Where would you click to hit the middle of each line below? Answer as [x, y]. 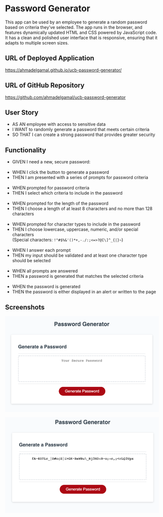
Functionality [26, 150]
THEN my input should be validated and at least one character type [80, 255]
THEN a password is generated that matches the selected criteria [78, 276]
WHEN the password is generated [46, 287]
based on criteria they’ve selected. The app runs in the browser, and [74, 27]
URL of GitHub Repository [45, 85]
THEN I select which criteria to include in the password [67, 193]
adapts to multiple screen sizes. [37, 43]
